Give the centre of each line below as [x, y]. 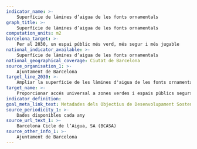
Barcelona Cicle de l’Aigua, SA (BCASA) [67, 126]
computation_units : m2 [34, 33]
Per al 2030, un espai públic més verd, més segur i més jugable [98, 45]
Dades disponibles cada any [51, 115]
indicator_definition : [34, 99]
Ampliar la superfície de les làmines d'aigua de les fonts [91, 83]
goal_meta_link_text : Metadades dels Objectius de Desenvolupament [90, 104]
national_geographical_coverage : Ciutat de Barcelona [73, 60]
